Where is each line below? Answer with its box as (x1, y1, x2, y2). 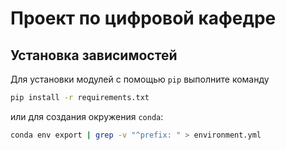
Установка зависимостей (10, 47, 178, 64)
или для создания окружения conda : (10, 110, 164, 122)
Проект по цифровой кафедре (10, 7, 277, 30)
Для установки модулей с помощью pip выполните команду (10, 73, 270, 85)
